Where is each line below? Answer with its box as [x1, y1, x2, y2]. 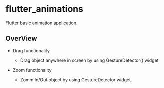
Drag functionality [12, 47, 50, 53]
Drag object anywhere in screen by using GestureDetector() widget [20, 57, 159, 63]
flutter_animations [5, 3, 84, 15]
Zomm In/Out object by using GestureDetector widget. [20, 76, 132, 83]
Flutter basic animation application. [5, 20, 78, 26]
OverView [5, 34, 37, 43]
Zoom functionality [12, 67, 52, 73]
